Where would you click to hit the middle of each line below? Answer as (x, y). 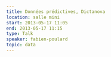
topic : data (21, 45)
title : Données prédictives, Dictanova (56, 12)
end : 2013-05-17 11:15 (34, 28)
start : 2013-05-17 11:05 (37, 23)
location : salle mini (33, 17)
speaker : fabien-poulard (37, 39)
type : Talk (20, 34)
